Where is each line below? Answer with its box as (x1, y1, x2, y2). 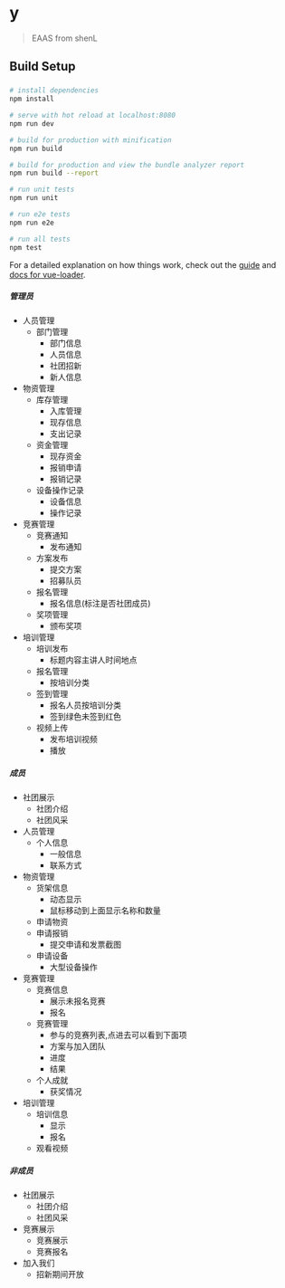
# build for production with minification (9, 135, 172, 145)
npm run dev (9, 119, 54, 129)
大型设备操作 (49, 962, 98, 973)
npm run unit (9, 194, 59, 203)
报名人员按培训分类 (49, 700, 122, 711)
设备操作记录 (35, 485, 84, 496)
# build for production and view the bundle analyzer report (9, 160, 245, 169)
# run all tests (9, 234, 71, 243)
